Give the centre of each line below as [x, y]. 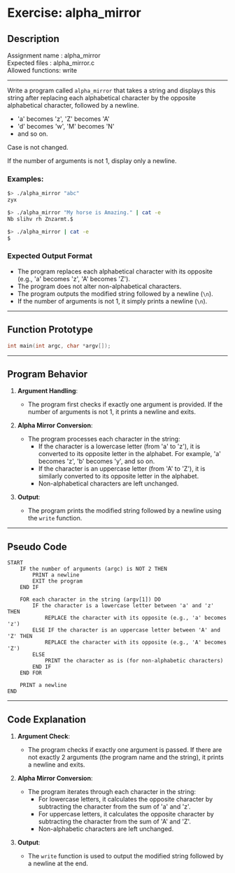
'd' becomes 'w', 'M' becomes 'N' [66, 126]
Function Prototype [50, 330]
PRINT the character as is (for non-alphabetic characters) [134, 661]
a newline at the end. [58, 863]
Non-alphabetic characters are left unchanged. [106, 829]
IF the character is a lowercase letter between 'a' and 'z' [123, 606]
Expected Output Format [50, 256]
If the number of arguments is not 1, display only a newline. [92, 161]
